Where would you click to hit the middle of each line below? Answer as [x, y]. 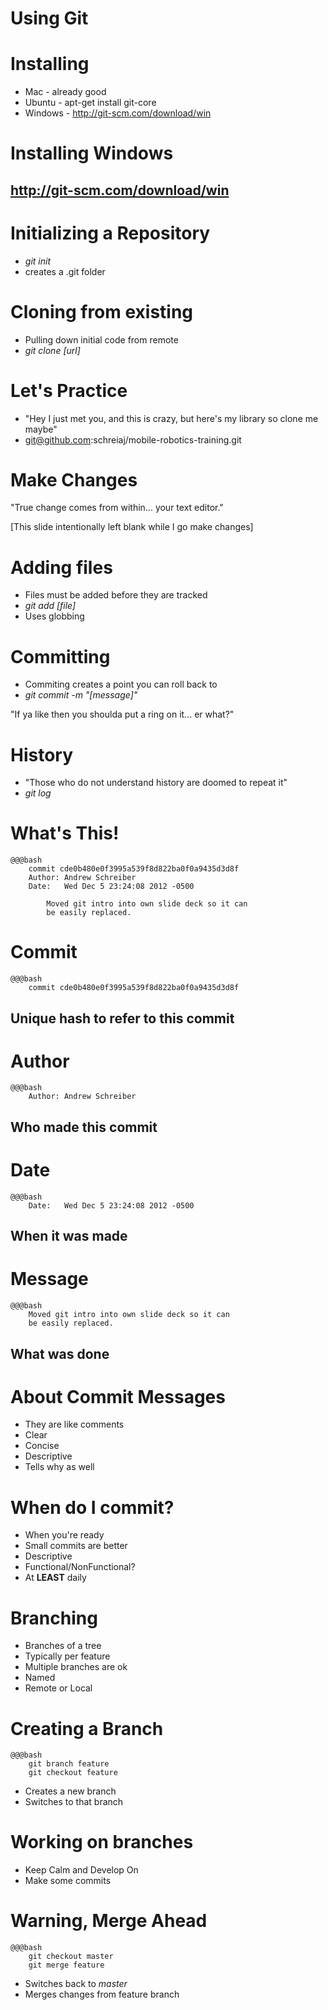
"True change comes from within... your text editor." [117, 508]
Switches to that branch [74, 1802]
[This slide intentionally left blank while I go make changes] [132, 527]
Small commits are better [76, 1546]
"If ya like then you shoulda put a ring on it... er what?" [122, 714]
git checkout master [71, 1957]
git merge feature [66, 1965]
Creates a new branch [70, 1791]
